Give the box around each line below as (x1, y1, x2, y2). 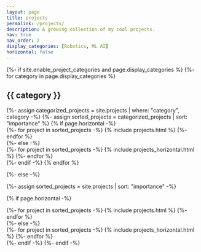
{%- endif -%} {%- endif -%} (6, 239, 81, 246)
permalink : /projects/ (6, 20, 65, 26)
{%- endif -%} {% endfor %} (6, 159, 79, 166)
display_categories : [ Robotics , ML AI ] (6, 44, 109, 50)
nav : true (6, 32, 32, 38)
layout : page (6, 9, 40, 15)
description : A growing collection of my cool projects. (6, 26, 156, 33)
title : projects (6, 15, 48, 21)
